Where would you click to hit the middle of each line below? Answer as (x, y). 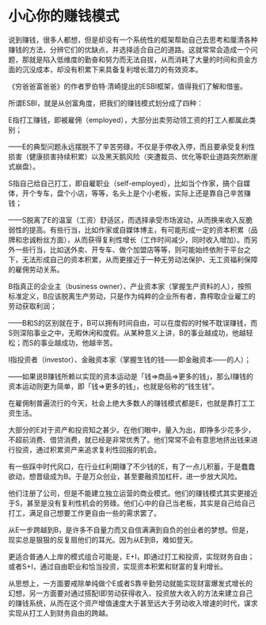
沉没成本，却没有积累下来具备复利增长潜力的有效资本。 (112, 69)
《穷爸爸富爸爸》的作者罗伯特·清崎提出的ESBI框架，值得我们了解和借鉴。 (128, 86)
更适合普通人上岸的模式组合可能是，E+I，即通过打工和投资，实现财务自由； (131, 556)
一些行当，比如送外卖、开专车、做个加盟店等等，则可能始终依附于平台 (129, 250)
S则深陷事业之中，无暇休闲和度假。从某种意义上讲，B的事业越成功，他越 (127, 333)
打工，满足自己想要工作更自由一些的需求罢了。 (84, 513)
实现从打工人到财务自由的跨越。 (60, 613)
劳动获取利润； (32, 306)
